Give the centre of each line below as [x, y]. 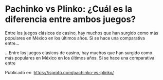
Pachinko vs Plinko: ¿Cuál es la [69, 9]
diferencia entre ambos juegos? [71, 19]
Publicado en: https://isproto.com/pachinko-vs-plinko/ [60, 72]
